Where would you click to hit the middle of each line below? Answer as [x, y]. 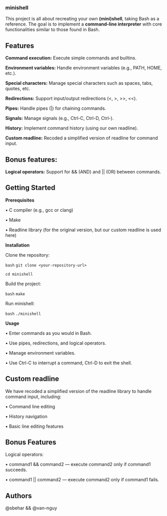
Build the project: [23, 284]
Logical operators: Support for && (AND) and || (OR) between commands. [83, 171]
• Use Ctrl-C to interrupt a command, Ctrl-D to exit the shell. [69, 363]
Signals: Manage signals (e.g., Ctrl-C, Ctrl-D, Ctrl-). [59, 118]
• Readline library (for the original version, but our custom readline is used [83, 230]
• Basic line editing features [34, 426]
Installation [17, 245]
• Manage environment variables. [40, 353]
